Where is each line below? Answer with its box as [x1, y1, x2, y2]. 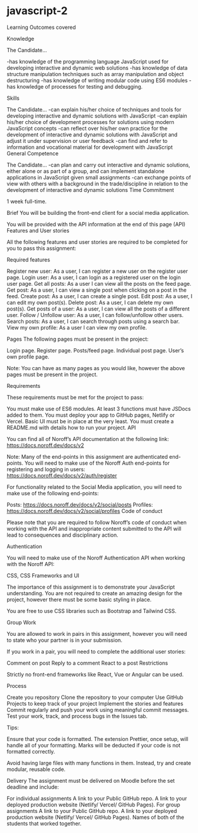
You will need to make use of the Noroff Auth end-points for [24, 459, 170, 466]
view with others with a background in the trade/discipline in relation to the [6, 180, 188, 187]
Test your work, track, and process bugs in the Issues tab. [6, 713, 148, 720]
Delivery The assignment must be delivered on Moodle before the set [6, 777, 175, 784]
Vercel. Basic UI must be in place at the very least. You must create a [6, 417, 174, 424]
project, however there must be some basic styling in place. [6, 596, 152, 603]
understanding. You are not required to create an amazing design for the [6, 589, 183, 597]
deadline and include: [6, 783, 60, 790]
